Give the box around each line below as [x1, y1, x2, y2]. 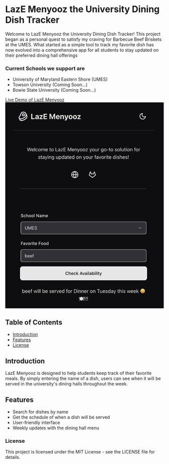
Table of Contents [5, 318, 63, 326]
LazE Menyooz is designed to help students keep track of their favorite [5, 370, 152, 376]
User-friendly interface [12, 419, 60, 425]
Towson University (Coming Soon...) [12, 82, 88, 88]
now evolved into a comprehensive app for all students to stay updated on [5, 47, 159, 53]
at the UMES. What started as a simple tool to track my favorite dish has [5, 41, 154, 47]
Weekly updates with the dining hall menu [12, 425, 100, 431]
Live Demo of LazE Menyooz [5, 97, 65, 103]
